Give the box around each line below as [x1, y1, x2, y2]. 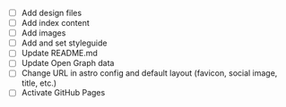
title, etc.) [21, 78, 57, 88]
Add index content [21, 18, 91, 29]
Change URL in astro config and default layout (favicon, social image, [21, 68, 278, 78]
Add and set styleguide [21, 37, 108, 48]
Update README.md [21, 48, 98, 59]
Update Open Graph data [21, 58, 115, 69]
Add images [21, 28, 66, 38]
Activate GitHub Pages [21, 87, 106, 98]
